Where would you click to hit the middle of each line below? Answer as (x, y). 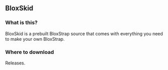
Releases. (15, 63)
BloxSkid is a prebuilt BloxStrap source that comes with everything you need (84, 33)
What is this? (21, 23)
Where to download (30, 52)
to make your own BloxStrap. (35, 39)
